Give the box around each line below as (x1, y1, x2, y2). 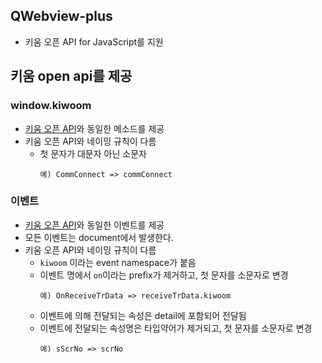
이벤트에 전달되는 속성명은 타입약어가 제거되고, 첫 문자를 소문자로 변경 (39, 322, 313, 334)
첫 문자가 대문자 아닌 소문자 (39, 147, 147, 159)
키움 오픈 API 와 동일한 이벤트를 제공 (24, 219, 165, 231)
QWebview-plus (10, 8, 113, 25)
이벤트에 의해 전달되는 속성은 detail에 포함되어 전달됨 (39, 309, 247, 321)
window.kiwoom (10, 99, 92, 113)
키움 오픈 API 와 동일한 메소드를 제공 (24, 122, 165, 134)
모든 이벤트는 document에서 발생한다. (24, 231, 174, 243)
